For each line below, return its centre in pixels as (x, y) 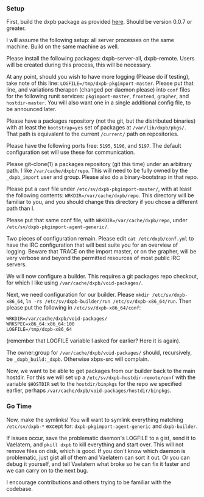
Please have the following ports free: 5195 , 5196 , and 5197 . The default (94, 146)
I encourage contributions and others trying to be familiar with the (89, 482)
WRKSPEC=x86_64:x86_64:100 (40, 324)
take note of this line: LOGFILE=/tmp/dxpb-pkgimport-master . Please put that (100, 83)
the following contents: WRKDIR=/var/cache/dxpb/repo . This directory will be (100, 195)
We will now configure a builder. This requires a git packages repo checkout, (103, 277)
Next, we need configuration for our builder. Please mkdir (78, 295)
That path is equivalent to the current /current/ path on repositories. (93, 134)
